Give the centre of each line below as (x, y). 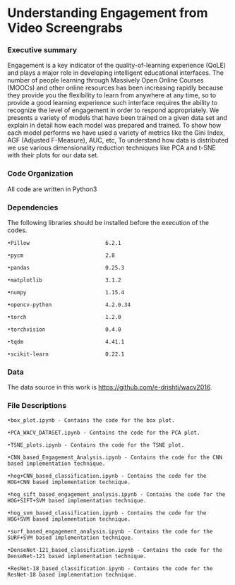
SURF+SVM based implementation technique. (71, 538)
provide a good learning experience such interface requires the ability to (112, 103)
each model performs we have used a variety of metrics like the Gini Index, (116, 133)
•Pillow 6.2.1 (64, 243)
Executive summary (42, 50)
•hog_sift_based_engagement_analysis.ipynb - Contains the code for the (116, 494)
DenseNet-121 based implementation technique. (77, 556)
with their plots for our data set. (53, 155)
